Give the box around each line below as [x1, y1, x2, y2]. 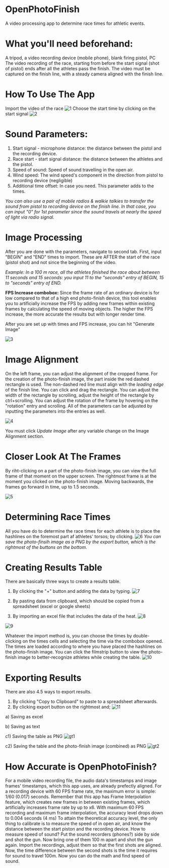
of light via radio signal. [5, 214, 54, 220]
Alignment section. [5, 433, 44, 439]
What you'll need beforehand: [5, 38, 133, 50]
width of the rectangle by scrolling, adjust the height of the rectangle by [5, 392, 154, 398]
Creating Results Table [5, 561, 102, 573]
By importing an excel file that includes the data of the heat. [12, 613, 137, 619]
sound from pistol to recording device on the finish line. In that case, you [5, 203, 156, 209]
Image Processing [5, 232, 82, 243]
